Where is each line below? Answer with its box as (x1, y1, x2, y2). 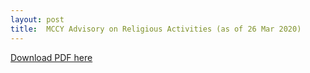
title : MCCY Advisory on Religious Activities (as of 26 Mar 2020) (10, 24, 302, 34)
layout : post (10, 14, 65, 25)
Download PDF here (10, 51, 93, 63)
